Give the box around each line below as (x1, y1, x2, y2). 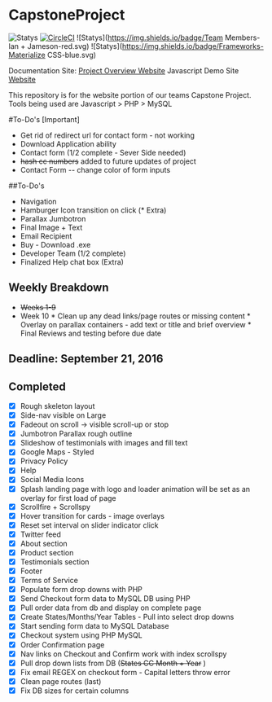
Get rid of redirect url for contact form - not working (20, 130, 195, 140)
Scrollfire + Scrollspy (20, 502, 91, 511)
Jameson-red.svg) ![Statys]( (27, 41, 123, 50)
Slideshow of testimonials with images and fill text (20, 438, 188, 448)
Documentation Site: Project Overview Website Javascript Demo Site (8, 65, 239, 75)
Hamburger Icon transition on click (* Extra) (20, 205, 167, 215)
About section (20, 538, 68, 548)
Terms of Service (20, 576, 79, 586)
